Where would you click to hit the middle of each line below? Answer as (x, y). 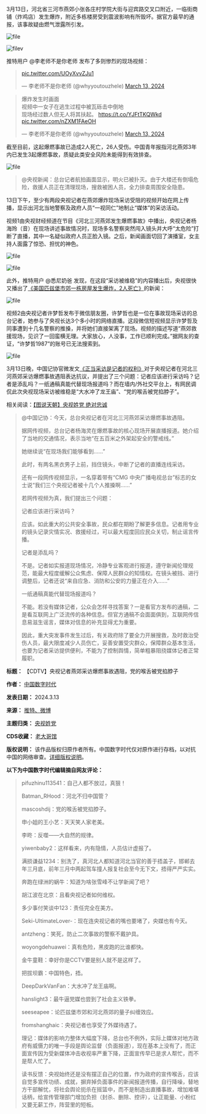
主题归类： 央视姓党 (31, 723)
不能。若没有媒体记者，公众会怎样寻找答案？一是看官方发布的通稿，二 (110, 607)
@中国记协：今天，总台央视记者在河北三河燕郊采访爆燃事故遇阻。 (105, 418)
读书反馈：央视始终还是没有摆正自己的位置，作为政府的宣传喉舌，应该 (110, 1074)
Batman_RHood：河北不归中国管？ (65, 796)
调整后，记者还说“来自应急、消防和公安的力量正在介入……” (95, 581)
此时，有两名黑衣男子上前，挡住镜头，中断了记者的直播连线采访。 (105, 464)
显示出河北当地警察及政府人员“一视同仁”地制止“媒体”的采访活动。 (100, 208)
